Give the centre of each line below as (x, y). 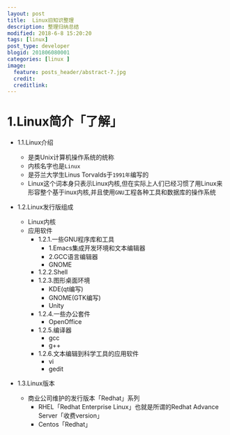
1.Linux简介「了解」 (65, 122)
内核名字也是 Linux (54, 166)
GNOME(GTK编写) (75, 298)
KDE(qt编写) (66, 289)
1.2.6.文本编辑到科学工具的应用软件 (89, 354)
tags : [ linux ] (28, 40)
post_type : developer (39, 46)
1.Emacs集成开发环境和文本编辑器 (97, 248)
